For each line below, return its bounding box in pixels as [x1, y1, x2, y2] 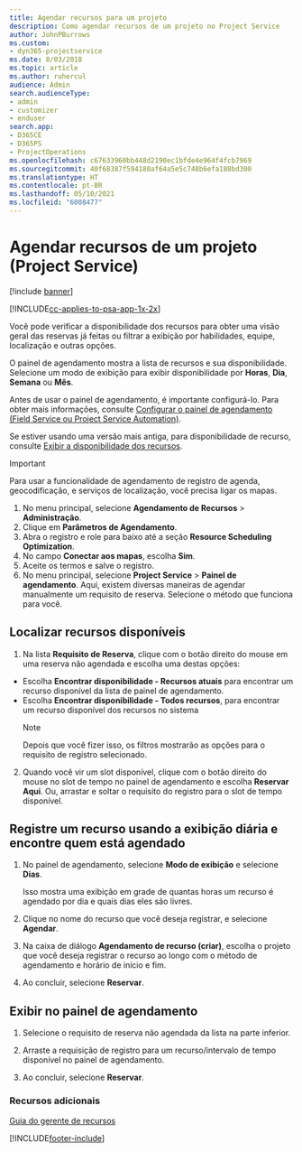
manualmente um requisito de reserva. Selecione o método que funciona [22, 589, 293, 599]
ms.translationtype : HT [9, 172, 99, 181]
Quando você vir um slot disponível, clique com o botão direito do [22, 766, 268, 777]
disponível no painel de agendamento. [22, 1054, 165, 1065]
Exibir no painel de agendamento [9, 1003, 198, 1018]
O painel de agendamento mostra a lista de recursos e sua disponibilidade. [9, 358, 287, 368]
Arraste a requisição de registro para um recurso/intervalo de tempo [22, 1045, 277, 1056]
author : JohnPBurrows [9, 30, 91, 39]
